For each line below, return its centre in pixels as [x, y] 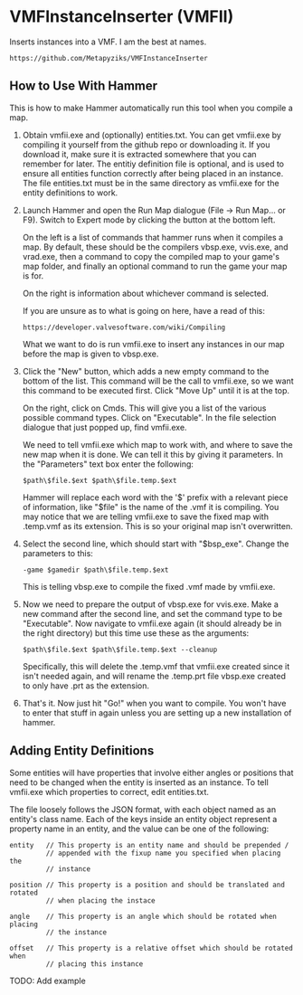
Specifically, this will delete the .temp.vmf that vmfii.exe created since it [156, 666]
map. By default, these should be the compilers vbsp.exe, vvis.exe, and [155, 247]
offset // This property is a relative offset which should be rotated [151, 948]
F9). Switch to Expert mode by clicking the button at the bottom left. [149, 220]
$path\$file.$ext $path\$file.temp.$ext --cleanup [120, 649]
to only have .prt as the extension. [86, 686]
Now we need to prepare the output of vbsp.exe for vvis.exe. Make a [150, 604]
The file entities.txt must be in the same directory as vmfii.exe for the [151, 183]
